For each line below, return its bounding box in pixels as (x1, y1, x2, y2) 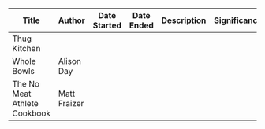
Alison (58, 56, 81, 66)
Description (161, 15, 207, 26)
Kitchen (12, 43, 41, 53)
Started (92, 20, 122, 31)
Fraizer (58, 98, 84, 109)
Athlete (12, 98, 39, 109)
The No (12, 79, 40, 89)
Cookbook (12, 108, 51, 119)
